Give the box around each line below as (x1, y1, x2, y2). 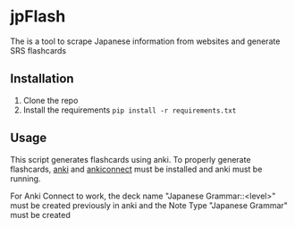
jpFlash (10, 6, 66, 27)
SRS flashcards (10, 45, 67, 55)
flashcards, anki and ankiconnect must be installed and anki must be (10, 164, 263, 174)
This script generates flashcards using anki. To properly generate (10, 154, 251, 164)
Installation (10, 71, 74, 87)
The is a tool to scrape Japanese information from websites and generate (10, 36, 281, 46)
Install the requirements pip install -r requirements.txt (22, 105, 237, 115)
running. (10, 172, 41, 184)
